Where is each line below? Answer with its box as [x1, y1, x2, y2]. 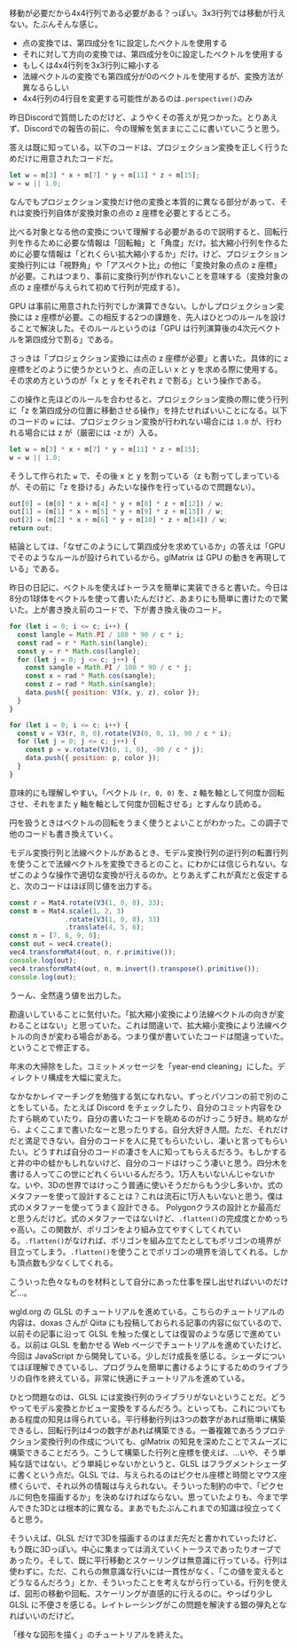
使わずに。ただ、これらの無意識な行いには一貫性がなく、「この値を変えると [9, 1565, 285, 1576]
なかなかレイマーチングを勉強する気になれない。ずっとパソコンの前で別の [9, 1090, 281, 1101]
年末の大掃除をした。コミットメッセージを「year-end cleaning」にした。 [9, 1060, 277, 1072]
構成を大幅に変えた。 [47, 1072, 126, 1082]
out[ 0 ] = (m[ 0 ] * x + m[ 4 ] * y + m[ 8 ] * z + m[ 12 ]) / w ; [9, 499, 224, 508]
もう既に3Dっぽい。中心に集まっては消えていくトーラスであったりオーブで [9, 1543, 282, 1554]
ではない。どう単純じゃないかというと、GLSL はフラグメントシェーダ [32, 1458, 287, 1469]
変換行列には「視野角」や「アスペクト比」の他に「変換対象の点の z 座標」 [9, 259, 282, 270]
